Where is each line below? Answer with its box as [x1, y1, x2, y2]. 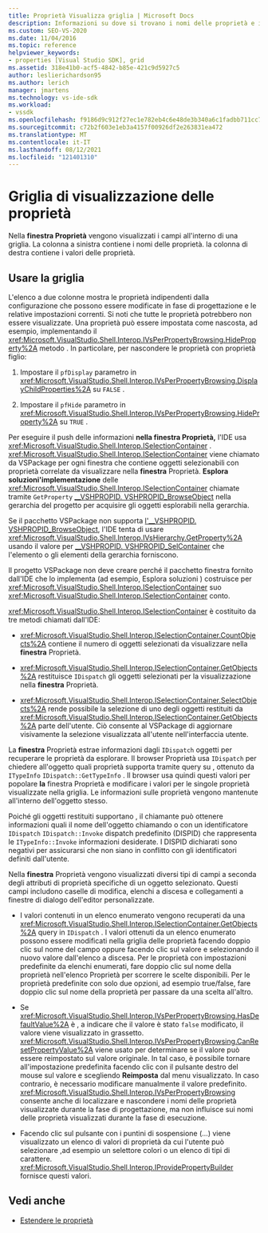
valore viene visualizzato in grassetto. [19, 1028, 144, 1037]
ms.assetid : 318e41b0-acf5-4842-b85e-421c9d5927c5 [8, 64, 180, 72]
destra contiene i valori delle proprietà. [8, 248, 136, 258]
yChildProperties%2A [19, 385, 92, 394]
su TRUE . [59, 417, 89, 426]
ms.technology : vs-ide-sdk [8, 94, 98, 102]
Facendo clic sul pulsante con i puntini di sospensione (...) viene [19, 1129, 231, 1138]
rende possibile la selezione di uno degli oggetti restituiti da [47, 704, 243, 713]
